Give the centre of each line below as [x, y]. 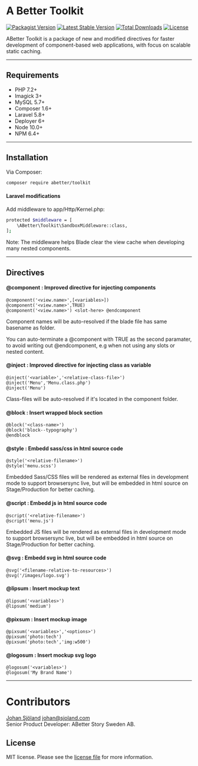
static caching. [24, 51]
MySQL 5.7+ [30, 102]
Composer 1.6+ [33, 108]
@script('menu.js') [30, 521]
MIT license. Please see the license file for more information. [80, 757]
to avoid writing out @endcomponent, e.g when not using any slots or [91, 345]
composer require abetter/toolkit [49, 182]
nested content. [25, 351]
